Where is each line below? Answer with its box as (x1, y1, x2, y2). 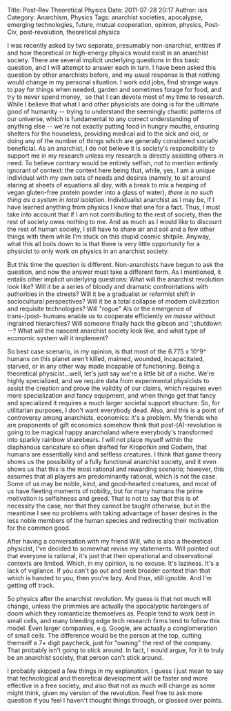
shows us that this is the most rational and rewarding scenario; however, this (7, 465, 225, 473)
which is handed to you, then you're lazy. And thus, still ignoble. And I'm (7, 574, 212, 582)
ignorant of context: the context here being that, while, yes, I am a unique (7, 166, 215, 174)
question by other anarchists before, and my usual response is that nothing (7, 71, 221, 79)
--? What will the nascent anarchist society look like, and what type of (7, 326, 205, 335)
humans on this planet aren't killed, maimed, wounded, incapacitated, (7, 355, 205, 362)
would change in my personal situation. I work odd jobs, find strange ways (7, 78, 219, 86)
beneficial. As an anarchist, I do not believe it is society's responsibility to (7, 145, 215, 152)
